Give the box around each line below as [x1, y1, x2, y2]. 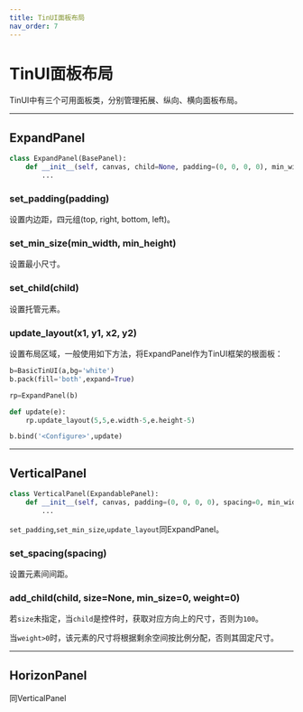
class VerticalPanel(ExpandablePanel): [9, 490, 160, 499]
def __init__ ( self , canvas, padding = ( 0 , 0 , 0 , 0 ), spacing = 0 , [25, 498, 264, 507]
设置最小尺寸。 [9, 258, 65, 269]
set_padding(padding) [9, 192, 110, 204]
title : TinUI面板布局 [9, 13, 86, 23]
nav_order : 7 [9, 22, 59, 31]
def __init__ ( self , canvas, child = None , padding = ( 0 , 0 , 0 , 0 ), [25, 163, 269, 172]
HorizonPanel [9, 668, 87, 683]
